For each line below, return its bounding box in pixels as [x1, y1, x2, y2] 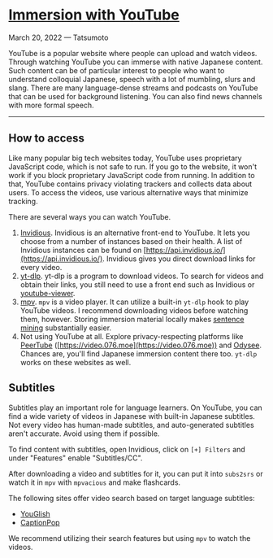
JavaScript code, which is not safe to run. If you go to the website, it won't [8, 161, 258, 172]
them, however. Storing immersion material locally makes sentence [19, 314, 245, 324]
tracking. [8, 196, 38, 206]
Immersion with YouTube [8, 6, 180, 24]
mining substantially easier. [19, 323, 112, 333]
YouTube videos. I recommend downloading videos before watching [19, 305, 249, 315]
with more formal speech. [8, 100, 95, 110]
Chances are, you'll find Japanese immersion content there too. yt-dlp [19, 348, 258, 359]
